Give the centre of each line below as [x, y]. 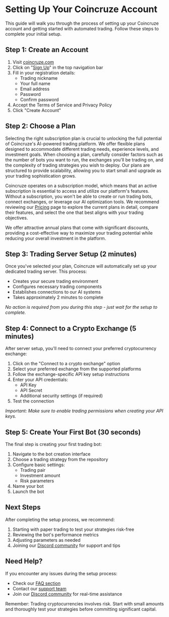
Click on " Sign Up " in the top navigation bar [58, 67]
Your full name [35, 83]
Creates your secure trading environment [55, 282]
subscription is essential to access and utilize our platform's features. [77, 191]
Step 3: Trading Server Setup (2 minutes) [71, 254]
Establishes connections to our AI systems [57, 292]
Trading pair [33, 470]
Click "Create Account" [37, 110]
